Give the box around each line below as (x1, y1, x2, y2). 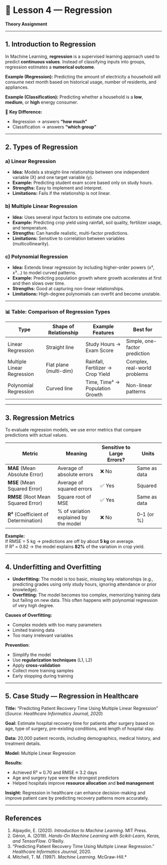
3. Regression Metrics (5, 413, 75, 422)
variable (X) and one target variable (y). (12, 174, 93, 180)
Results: (5, 760, 23, 766)
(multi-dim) (46, 367, 74, 374)
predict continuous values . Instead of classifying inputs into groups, (5, 58, 146, 64)
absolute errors (57, 471, 93, 478)
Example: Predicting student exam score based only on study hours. (12, 179, 153, 186)
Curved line (46, 385, 73, 392)
